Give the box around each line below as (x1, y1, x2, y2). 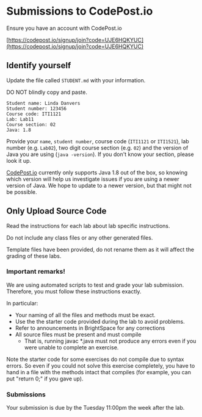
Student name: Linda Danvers (6, 100, 81, 106)
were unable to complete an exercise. (24, 343, 119, 351)
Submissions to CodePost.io (6, 4, 153, 18)
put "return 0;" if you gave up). (6, 375, 84, 382)
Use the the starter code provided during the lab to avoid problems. (15, 318, 185, 325)
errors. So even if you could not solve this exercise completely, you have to (6, 362, 195, 369)
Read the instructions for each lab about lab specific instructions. (6, 222, 170, 229)
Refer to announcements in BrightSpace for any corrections (15, 324, 165, 332)
